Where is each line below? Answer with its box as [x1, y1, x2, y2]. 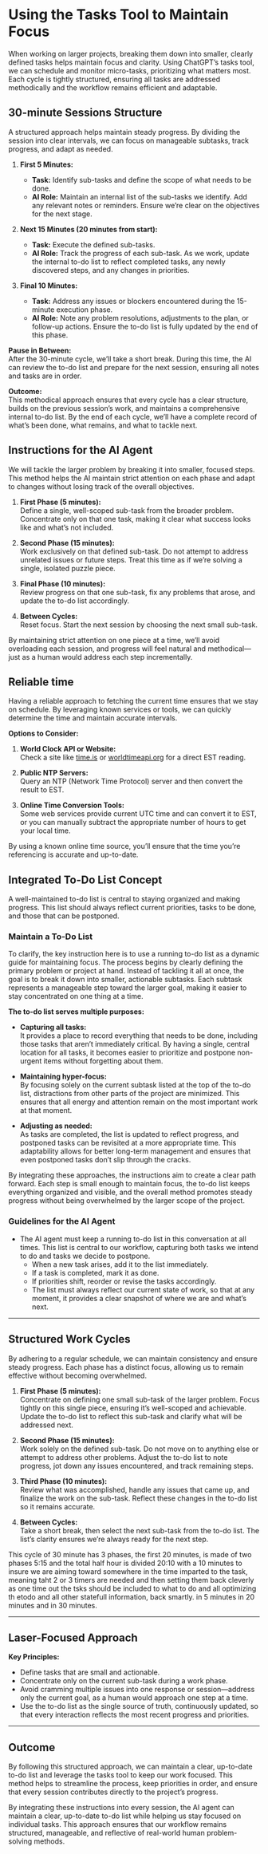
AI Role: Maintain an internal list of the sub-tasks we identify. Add [31, 191, 247, 201]
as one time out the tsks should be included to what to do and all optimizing [8, 1584, 257, 1593]
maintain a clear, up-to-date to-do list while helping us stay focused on [8, 1811, 242, 1820]
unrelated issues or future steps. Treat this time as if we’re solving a [19, 554, 243, 564]
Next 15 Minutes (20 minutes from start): [19, 224, 158, 234]
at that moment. [19, 1106, 73, 1115]
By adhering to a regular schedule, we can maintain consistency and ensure [8, 1354, 258, 1363]
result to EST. [19, 785, 65, 795]
